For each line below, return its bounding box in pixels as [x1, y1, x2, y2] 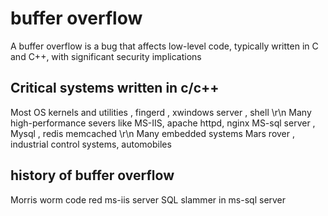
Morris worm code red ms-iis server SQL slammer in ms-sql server [10, 193, 287, 206]
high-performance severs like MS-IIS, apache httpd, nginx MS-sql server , [10, 117, 316, 129]
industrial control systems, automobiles [10, 138, 172, 150]
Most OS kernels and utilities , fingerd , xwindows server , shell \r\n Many [10, 106, 312, 118]
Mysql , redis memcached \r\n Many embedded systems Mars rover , [10, 127, 295, 139]
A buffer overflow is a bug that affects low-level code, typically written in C [10, 40, 319, 52]
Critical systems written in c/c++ [10, 80, 220, 97]
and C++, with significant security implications [10, 50, 202, 62]
